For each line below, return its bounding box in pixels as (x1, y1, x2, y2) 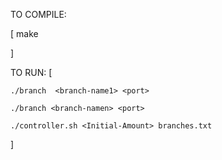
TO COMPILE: (10, 9, 67, 20)
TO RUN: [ (10, 67, 53, 78)
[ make (10, 28, 39, 39)
